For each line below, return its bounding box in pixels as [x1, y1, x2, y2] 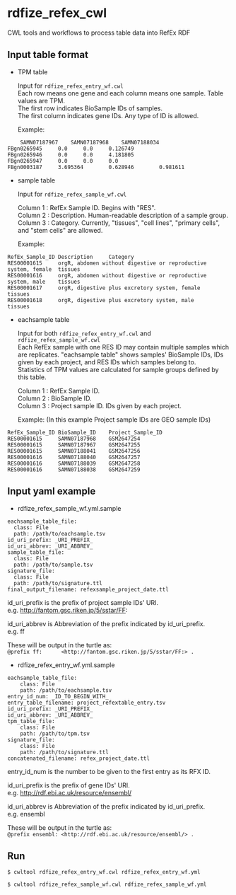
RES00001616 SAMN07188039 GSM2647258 [7, 460, 141, 467]
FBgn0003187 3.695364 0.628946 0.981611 [7, 163, 185, 171]
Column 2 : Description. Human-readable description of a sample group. [17, 211, 228, 219]
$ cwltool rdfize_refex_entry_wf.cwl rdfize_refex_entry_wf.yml [7, 869, 201, 876]
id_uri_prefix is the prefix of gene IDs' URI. [7, 780, 131, 790]
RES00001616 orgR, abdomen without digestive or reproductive [7, 272, 207, 279]
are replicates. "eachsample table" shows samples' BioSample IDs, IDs [17, 350, 224, 359]
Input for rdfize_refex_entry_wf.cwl [17, 81, 124, 90]
